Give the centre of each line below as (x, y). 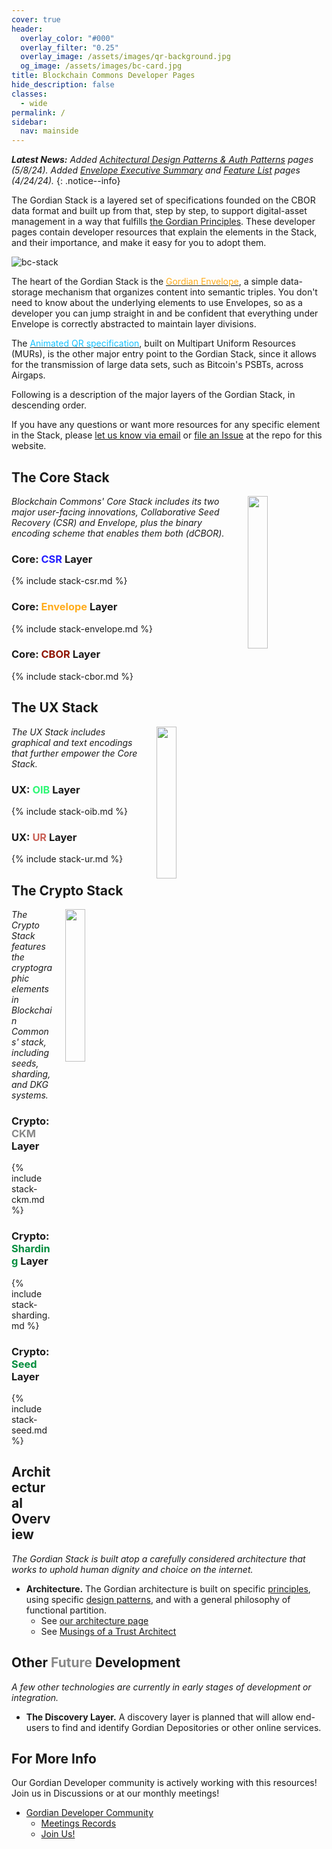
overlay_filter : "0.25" (69, 47)
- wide (34, 103)
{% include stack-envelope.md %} (82, 628)
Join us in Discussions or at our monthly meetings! (115, 1793)
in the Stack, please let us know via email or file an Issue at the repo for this (167, 435)
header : (27, 29)
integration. (35, 1697)
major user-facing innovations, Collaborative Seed (115, 512)
